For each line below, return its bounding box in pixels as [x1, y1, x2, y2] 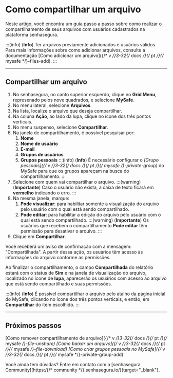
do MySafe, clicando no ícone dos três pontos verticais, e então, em [5, 296, 150, 302]
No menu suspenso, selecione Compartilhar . [12, 124, 109, 130]
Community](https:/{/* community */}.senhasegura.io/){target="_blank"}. [5, 367, 160, 373]
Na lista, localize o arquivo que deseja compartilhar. [12, 107, 122, 114]
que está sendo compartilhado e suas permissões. [5, 280, 112, 286]
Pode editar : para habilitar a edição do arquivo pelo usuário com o [20, 211, 161, 218]
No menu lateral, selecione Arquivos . [12, 102, 92, 109]
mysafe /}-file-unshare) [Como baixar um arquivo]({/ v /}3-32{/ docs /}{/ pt [5, 340, 165, 347]
